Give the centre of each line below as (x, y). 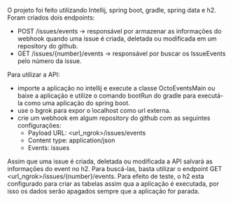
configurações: (39, 125)
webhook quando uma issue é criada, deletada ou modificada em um (117, 39)
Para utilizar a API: (34, 74)
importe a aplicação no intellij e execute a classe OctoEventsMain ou (116, 88)
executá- (211, 95)
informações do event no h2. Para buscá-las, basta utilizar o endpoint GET (115, 169)
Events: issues (49, 148)
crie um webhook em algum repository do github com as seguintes (114, 118)
